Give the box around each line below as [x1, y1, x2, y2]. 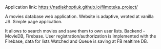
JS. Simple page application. [5, 19, 62, 24]
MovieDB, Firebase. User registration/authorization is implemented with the [5, 33, 156, 39]
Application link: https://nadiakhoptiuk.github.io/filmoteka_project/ [5, 4, 138, 10]
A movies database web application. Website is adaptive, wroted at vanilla [5, 14, 154, 19]
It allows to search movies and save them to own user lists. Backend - [5, 28, 145, 33]
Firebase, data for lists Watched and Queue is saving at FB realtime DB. [5, 38, 148, 44]
